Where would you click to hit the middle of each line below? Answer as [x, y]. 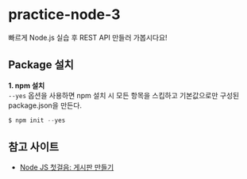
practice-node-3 [64, 15]
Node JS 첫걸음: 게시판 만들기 [67, 167]
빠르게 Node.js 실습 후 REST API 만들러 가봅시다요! [88, 37]
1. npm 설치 [27, 86]
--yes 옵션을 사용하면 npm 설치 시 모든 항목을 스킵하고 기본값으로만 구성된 [124, 95]
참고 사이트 [34, 147]
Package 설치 [41, 65]
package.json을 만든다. [45, 105]
